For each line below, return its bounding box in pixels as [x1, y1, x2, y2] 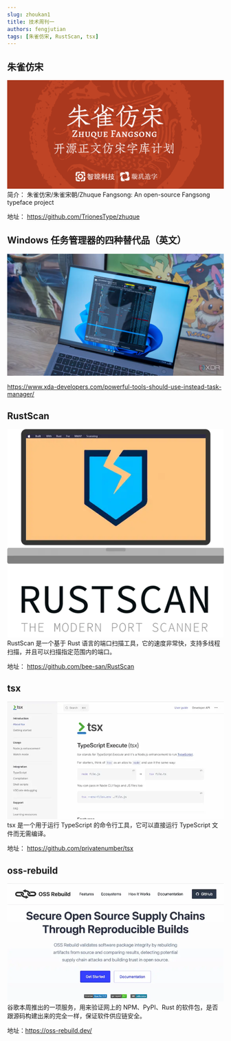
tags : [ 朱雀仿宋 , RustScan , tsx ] [7, 33, 99, 40]
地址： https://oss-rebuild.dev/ [7, 1026, 93, 1034]
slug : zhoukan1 [7, 11, 51, 18]
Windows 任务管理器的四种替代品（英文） [7, 234, 186, 246]
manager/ [7, 390, 34, 398]
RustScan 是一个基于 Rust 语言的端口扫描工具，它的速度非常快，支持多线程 [7, 639, 221, 647]
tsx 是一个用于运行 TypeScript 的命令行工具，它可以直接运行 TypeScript [7, 821, 211, 829]
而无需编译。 [12, 829, 49, 838]
